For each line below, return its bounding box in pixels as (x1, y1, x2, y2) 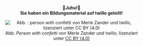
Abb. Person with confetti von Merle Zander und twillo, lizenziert (5, 30, 138, 36)
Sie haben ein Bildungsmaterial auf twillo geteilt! (19, 10, 123, 16)
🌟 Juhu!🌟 (62, 5, 81, 10)
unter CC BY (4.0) (53, 36, 90, 41)
